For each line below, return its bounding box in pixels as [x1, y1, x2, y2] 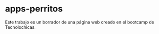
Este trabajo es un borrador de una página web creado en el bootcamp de [5, 19, 154, 25]
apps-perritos [5, 3, 63, 14]
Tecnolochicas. [5, 24, 36, 30]
